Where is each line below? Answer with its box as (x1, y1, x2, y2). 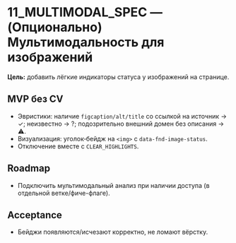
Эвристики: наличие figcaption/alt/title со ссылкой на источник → (17, 112, 228, 120)
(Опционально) (7, 19, 102, 35)
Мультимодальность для (7, 35, 165, 50)
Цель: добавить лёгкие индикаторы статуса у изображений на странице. (7, 72, 230, 81)
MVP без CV (7, 93, 64, 105)
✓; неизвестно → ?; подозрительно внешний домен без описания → (17, 119, 225, 128)
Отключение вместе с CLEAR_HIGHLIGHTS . (17, 142, 139, 150)
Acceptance (7, 209, 62, 221)
